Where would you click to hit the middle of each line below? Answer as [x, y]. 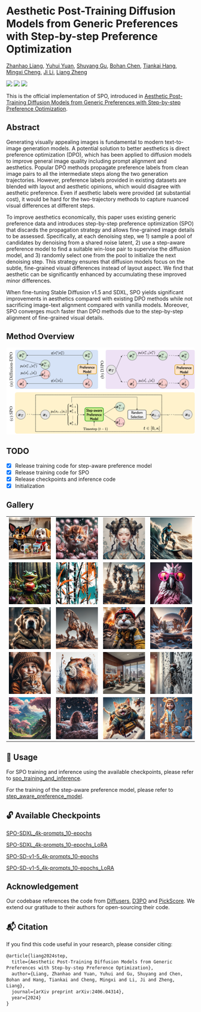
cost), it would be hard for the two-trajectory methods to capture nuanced [98, 199]
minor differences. [29, 281]
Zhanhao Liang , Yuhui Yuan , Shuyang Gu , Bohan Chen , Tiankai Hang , [92, 65]
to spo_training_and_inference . [44, 778]
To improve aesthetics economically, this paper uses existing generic [91, 217]
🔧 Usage [22, 758]
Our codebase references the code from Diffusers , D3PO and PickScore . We [100, 901]
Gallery [20, 505]
